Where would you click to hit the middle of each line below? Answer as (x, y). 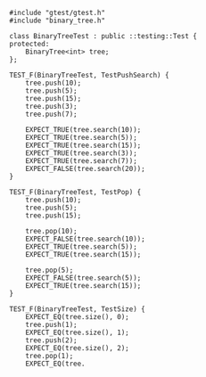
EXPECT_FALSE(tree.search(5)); (83, 278)
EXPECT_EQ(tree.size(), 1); (77, 332)
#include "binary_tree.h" (57, 20)
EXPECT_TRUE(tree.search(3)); (82, 153)
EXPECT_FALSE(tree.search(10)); (85, 239)
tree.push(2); (51, 340)
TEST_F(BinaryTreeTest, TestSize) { (77, 309)
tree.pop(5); (49, 270)
